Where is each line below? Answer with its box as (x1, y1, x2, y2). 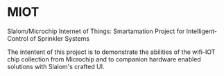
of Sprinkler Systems (30, 34, 90, 42)
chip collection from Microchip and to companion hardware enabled (7, 55, 201, 63)
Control (7, 34, 29, 42)
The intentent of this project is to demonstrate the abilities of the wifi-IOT (7, 48, 216, 56)
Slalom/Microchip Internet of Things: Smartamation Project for (7, 27, 185, 35)
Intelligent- (186, 27, 217, 35)
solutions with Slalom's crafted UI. (7, 62, 105, 70)
